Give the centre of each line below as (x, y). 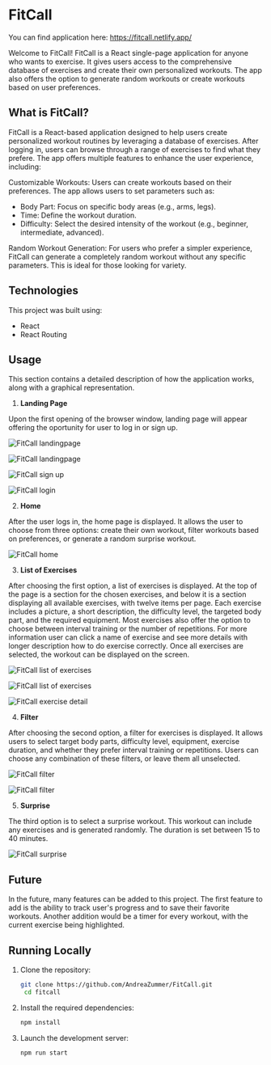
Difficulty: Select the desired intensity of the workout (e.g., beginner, (134, 223)
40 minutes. (28, 839)
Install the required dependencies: (77, 1008)
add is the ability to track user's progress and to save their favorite (119, 908)
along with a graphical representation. (72, 388)
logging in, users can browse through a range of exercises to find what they (135, 149)
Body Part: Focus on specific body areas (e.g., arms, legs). (118, 206)
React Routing (43, 334)
